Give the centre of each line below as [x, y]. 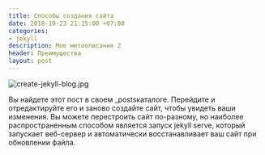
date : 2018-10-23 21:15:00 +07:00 [67, 23]
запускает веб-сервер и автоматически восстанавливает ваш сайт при [132, 133]
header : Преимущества [45, 53]
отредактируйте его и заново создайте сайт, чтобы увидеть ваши [122, 108]
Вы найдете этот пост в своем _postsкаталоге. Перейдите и [112, 99]
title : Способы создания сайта [61, 16]
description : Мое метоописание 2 [65, 46]
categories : [28, 31]
